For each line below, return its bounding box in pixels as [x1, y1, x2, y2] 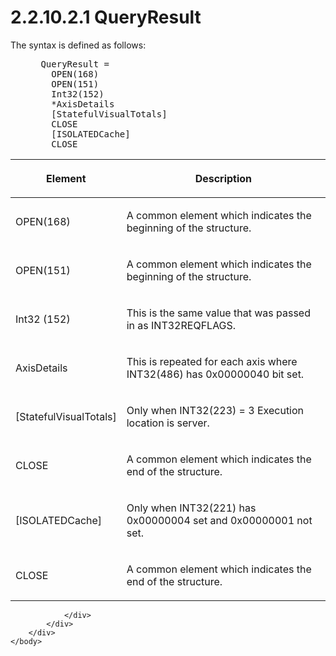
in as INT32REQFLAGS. [126, 318, 237, 332]
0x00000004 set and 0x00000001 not [126, 513, 313, 527]
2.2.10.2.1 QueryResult [10, 6, 202, 29]
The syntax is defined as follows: [10, 39, 147, 51]
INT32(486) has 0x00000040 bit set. [126, 367, 305, 381]
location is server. [126, 416, 210, 430]
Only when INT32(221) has [126, 501, 257, 515]
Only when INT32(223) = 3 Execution [126, 403, 305, 417]
